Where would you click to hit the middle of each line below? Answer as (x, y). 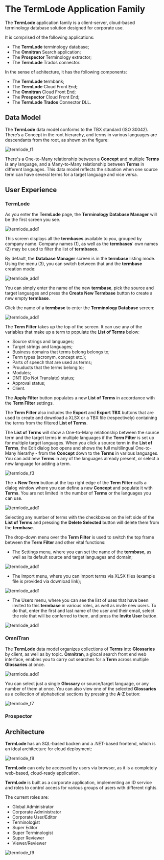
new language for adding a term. (38, 464)
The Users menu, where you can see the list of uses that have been (80, 600)
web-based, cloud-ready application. (43, 773)
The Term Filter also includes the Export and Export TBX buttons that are (80, 413)
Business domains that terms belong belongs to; (61, 352)
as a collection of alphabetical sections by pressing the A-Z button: (73, 694)
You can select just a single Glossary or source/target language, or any (77, 683)
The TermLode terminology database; (50, 47)
